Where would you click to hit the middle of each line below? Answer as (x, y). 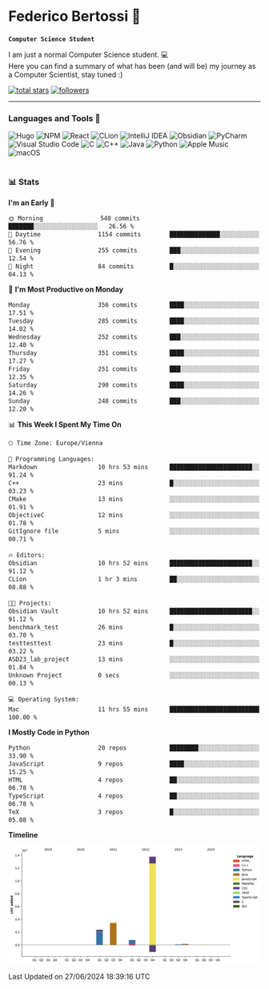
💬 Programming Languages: (51, 459)
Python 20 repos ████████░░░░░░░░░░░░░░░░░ (134, 748)
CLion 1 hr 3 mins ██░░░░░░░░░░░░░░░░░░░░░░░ (134, 579)
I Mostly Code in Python (49, 732)
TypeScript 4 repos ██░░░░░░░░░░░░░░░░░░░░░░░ (134, 796)
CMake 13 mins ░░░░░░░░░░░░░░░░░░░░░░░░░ (134, 499)
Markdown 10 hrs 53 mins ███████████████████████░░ (134, 467)
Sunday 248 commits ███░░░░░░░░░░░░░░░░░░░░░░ (134, 401)
